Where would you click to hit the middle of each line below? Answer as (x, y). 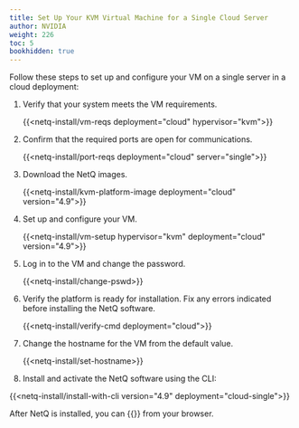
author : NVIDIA (38, 26)
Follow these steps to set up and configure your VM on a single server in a (148, 77)
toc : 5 (22, 43)
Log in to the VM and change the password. (104, 264)
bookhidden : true (42, 52)
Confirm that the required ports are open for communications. (137, 139)
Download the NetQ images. (75, 175)
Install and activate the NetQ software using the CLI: (119, 379)
